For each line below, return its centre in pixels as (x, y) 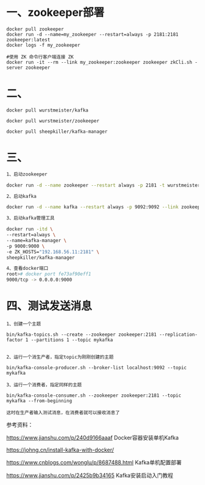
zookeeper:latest (28, 40)
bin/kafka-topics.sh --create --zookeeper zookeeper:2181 (81, 335)
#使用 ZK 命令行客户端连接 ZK (40, 57)
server (15, 68)
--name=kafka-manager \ (37, 240)
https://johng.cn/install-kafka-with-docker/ (60, 450)
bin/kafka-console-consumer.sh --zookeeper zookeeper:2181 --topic (94, 395)
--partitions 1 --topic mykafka (72, 340)
